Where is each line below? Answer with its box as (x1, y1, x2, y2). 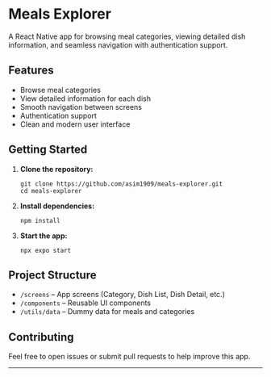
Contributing (8, 330, 74, 344)
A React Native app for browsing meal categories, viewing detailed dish (8, 31, 246, 41)
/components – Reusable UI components (19, 298, 152, 308)
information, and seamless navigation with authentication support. (8, 40, 228, 49)
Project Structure (8, 268, 97, 282)
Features (8, 64, 54, 77)
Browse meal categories (19, 85, 101, 94)
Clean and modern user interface (19, 119, 131, 129)
